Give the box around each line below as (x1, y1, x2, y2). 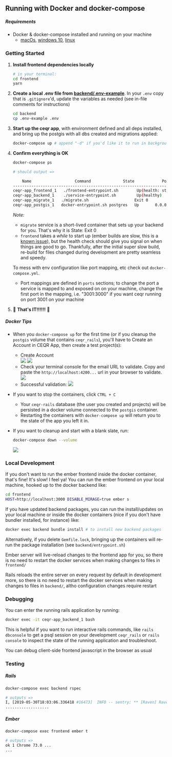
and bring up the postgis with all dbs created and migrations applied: (12, 131, 158, 137)
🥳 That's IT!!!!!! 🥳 (12, 306, 50, 312)
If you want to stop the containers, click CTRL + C (12, 391, 116, 397)
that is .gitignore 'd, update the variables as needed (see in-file (12, 96, 147, 102)
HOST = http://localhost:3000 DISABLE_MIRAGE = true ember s (5, 497, 130, 502)
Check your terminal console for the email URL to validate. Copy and (20, 363, 165, 369)
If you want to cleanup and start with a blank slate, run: (12, 427, 129, 434)
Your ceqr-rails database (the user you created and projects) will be (20, 401, 166, 407)
